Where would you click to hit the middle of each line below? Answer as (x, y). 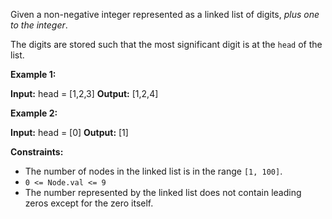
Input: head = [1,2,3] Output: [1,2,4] (84, 93)
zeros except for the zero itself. (89, 203)
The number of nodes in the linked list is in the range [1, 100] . (153, 171)
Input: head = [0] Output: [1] (69, 132)
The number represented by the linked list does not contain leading (163, 192)
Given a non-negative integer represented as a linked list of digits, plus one (165, 14)
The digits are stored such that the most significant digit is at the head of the (166, 44)
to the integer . (39, 25)
